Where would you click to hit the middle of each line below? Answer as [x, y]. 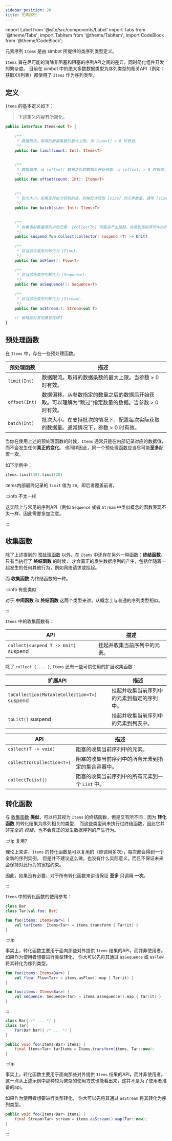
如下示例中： [19, 465]
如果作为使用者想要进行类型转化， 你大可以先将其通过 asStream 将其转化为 [84, 1098]
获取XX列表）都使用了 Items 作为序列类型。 [51, 75]
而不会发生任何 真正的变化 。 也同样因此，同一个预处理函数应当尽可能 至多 [82, 448]
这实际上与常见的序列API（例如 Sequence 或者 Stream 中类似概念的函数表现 [84, 507]
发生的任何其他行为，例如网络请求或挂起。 [55, 567]
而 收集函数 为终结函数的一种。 [38, 578]
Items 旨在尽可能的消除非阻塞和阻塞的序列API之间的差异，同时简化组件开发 [85, 62]
